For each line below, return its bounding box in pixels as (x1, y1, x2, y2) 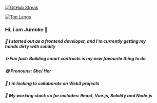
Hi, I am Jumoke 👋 (5, 26, 48, 33)
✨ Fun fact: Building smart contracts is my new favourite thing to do (5, 55, 146, 61)
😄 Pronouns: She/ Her (5, 68, 51, 74)
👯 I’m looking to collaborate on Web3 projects (5, 80, 99, 86)
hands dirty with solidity (5, 43, 56, 49)
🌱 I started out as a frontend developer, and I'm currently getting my (5, 38, 146, 44)
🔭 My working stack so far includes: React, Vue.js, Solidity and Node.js (5, 93, 153, 99)
